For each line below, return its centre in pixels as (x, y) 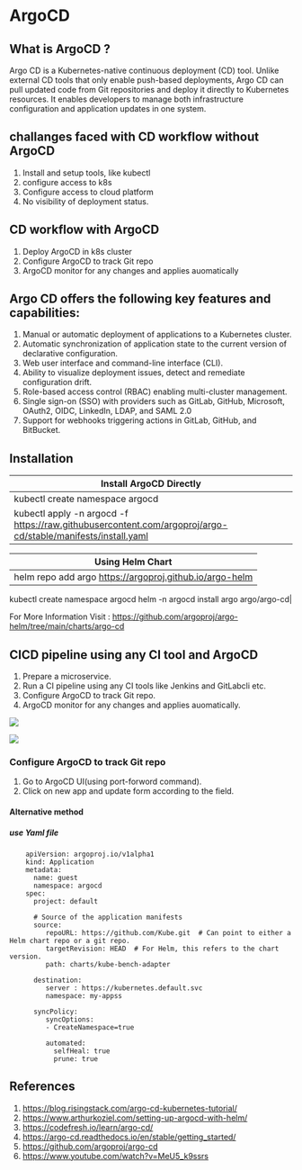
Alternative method (46, 812)
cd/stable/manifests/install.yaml (81, 536)
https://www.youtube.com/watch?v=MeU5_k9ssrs (115, 1156)
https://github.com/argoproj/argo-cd (90, 1146)
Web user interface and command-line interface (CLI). (122, 363)
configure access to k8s (67, 182)
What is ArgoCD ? (60, 49)
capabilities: (45, 313)
